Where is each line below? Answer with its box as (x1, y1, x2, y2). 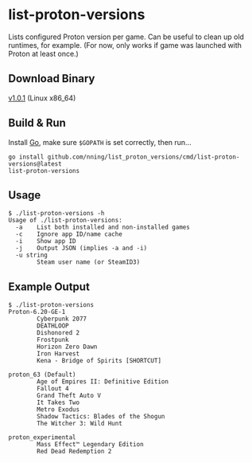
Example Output (8, 280, 90, 293)
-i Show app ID (15, 237, 77, 245)
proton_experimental (8, 434, 77, 441)
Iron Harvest (37, 350, 80, 358)
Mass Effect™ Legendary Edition (37, 441, 145, 449)
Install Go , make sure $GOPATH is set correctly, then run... (8, 137, 192, 147)
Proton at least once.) (8, 49, 79, 58)
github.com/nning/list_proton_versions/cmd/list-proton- (47, 153, 240, 161)
